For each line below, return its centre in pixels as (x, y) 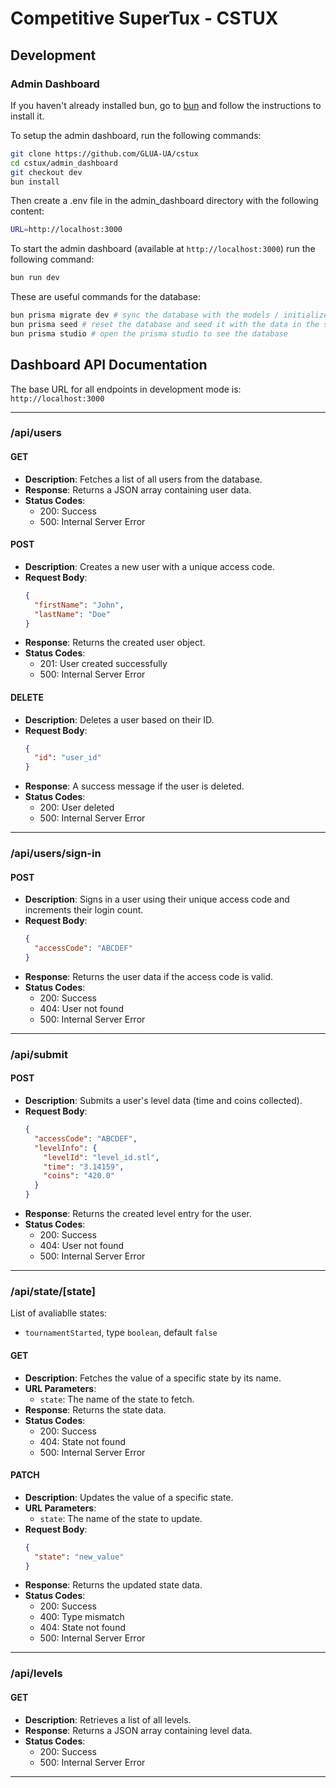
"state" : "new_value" (79, 1557)
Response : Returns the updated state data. (113, 1585)
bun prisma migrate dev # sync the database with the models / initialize (169, 315)
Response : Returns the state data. (95, 1409)
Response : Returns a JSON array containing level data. (138, 1730)
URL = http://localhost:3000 (66, 230)
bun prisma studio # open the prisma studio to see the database (149, 333)
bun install (35, 182)
